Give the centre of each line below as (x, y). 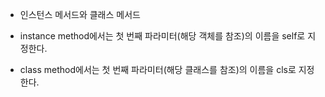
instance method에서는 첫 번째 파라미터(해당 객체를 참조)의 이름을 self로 (162, 36)
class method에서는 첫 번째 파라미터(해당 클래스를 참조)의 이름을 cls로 (158, 69)
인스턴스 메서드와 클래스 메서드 (80, 14)
